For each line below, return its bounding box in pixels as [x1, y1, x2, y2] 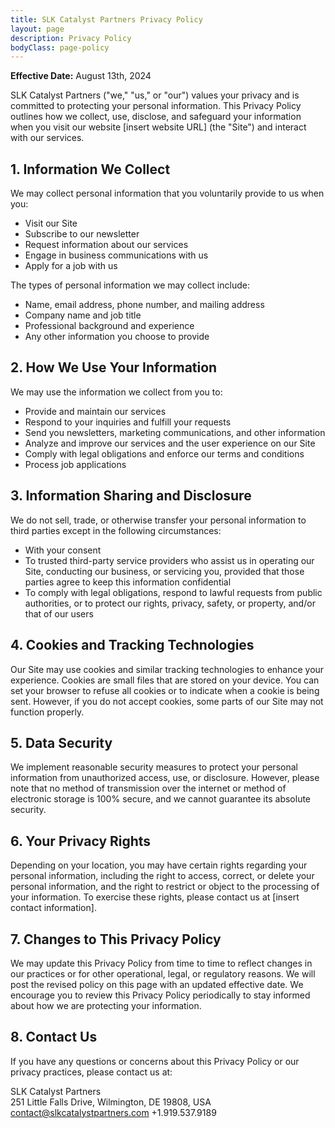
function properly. [10, 706, 85, 718]
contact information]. [10, 902, 97, 914]
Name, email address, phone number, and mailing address [24, 299, 265, 311]
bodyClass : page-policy [10, 42, 110, 53]
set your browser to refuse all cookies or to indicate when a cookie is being [10, 684, 320, 696]
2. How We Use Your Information [10, 359, 218, 376]
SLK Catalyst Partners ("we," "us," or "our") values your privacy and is [10, 89, 300, 101]
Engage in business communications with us [24, 249, 209, 261]
